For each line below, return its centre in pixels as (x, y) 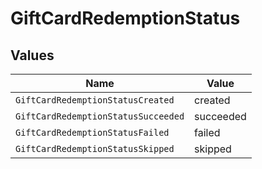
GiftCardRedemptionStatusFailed (92, 132)
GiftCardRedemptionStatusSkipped (95, 148)
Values (32, 55)
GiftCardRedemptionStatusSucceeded (100, 116)
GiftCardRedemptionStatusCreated (95, 100)
